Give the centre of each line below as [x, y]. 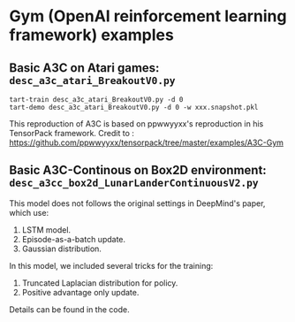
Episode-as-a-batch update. [74, 239]
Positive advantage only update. [80, 292]
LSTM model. [46, 230]
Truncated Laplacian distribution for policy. [100, 283]
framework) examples [91, 35]
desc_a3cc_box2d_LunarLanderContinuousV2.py [134, 183]
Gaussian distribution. [61, 249]
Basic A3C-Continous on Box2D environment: [138, 170]
